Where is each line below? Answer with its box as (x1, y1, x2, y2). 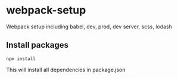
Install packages (6, 40, 68, 50)
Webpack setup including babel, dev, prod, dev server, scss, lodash (6, 23, 173, 30)
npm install (6, 55, 36, 62)
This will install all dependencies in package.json (6, 66, 126, 73)
